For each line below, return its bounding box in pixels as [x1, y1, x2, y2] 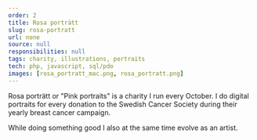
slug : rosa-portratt [8, 26, 76, 34]
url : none [8, 33, 41, 41]
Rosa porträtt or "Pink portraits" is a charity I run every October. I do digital [8, 91, 249, 100]
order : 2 [8, 11, 37, 20]
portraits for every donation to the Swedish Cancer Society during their [8, 99, 237, 109]
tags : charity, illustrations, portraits [8, 56, 146, 63]
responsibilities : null [8, 48, 86, 56]
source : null [8, 41, 51, 48]
